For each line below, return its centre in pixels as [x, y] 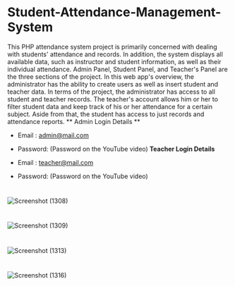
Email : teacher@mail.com [55, 162]
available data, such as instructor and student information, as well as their [114, 61]
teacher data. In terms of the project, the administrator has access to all [111, 92]
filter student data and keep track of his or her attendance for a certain [110, 106]
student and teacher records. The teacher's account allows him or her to [113, 99]
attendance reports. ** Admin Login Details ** [74, 121]
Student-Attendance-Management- [114, 12]
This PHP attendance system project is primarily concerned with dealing [112, 46]
